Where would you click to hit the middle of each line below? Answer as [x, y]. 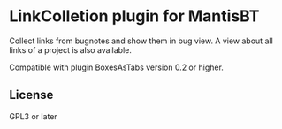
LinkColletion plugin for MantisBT [134, 16]
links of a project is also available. [71, 49]
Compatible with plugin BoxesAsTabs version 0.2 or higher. [116, 67]
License [31, 95]
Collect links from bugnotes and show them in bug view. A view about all [141, 41]
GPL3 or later [33, 116]
